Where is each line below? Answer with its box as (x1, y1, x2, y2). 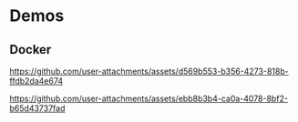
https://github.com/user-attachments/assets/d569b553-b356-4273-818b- (9, 66, 289, 76)
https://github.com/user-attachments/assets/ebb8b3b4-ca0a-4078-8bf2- (9, 93, 289, 104)
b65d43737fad (9, 103, 66, 114)
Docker (9, 42, 52, 57)
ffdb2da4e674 (9, 76, 64, 86)
